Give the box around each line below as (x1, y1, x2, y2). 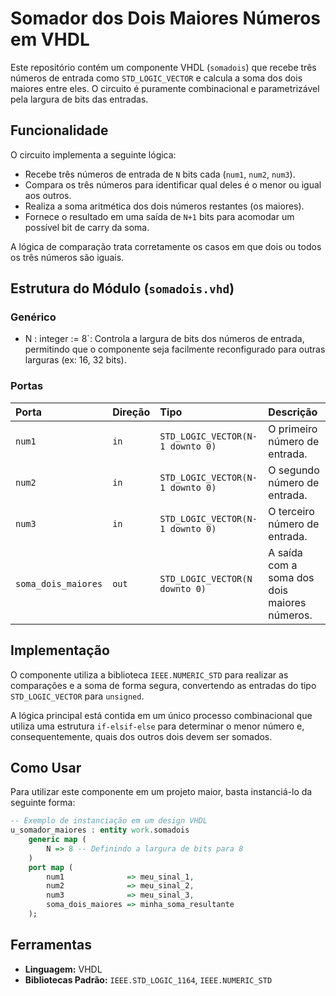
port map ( (28, 862, 74, 872)
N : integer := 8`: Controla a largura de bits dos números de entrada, (24, 333, 305, 345)
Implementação (10, 642, 110, 659)
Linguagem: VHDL (24, 963, 103, 975)
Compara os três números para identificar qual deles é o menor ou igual (24, 178, 322, 191)
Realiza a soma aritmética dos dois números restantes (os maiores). (24, 200, 305, 212)
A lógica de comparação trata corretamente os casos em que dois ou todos (10, 240, 322, 252)
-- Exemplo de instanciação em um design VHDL (10, 816, 208, 826)
